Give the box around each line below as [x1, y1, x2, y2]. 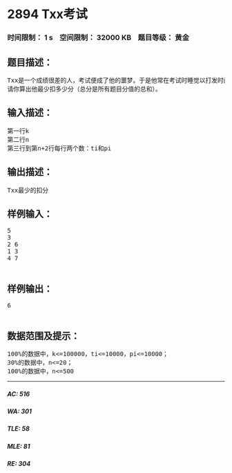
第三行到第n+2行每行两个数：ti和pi [7, 144, 112, 152]
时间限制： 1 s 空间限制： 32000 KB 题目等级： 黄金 [7, 33, 190, 42]
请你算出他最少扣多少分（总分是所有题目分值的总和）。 [7, 84, 162, 93]
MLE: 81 [7, 442, 30, 450]
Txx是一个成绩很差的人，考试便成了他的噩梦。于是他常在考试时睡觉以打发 [7, 76, 218, 84]
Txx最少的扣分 [7, 186, 49, 194]
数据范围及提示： [7, 330, 80, 341]
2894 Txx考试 [7, 6, 88, 22]
